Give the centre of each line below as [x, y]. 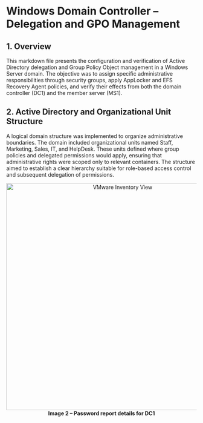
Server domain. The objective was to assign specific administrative [90, 74]
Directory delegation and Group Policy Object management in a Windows [97, 67]
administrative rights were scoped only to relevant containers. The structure [101, 162]
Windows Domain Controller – [82, 11]
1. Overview [29, 46]
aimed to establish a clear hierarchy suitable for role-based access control [99, 168]
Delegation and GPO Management [93, 24]
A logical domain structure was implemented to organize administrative [95, 136]
